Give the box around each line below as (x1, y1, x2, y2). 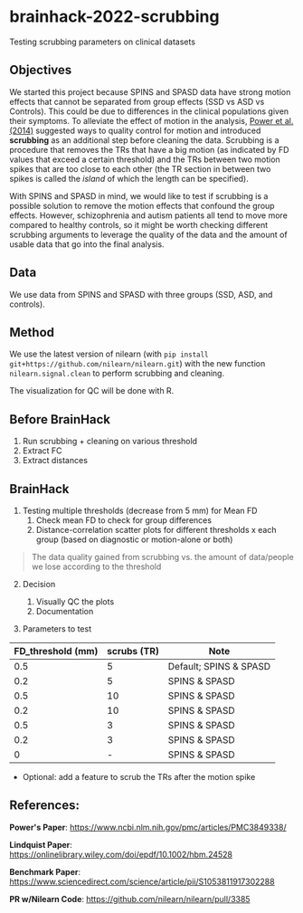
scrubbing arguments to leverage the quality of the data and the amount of (9, 229, 288, 240)
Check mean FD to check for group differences (35, 515, 213, 526)
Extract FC (22, 445, 62, 456)
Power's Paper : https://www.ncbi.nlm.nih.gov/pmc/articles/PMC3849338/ (9, 822, 287, 832)
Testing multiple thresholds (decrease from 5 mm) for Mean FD (22, 505, 258, 516)
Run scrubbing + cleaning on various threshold (22, 436, 197, 447)
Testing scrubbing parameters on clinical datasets (9, 36, 196, 47)
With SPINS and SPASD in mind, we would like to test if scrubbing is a (9, 190, 269, 201)
